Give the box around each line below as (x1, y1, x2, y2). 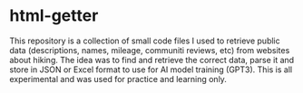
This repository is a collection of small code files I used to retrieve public (9, 35, 280, 46)
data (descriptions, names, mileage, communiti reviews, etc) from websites (9, 44, 290, 55)
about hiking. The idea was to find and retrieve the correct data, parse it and (9, 54, 295, 65)
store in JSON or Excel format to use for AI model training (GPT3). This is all (9, 64, 293, 75)
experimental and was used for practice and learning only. (9, 73, 227, 84)
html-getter (9, 5, 99, 26)
